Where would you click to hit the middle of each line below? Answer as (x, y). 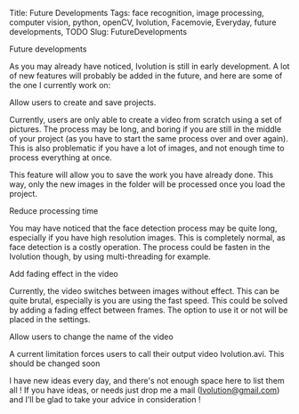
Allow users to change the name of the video (91, 337)
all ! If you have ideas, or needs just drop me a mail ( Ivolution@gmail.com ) (145, 390)
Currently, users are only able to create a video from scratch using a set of (145, 120)
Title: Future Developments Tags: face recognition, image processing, (137, 13)
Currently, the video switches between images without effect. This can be (145, 291)
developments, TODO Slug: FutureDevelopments (98, 32)
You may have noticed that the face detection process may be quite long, (143, 228)
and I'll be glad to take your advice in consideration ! (105, 399)
